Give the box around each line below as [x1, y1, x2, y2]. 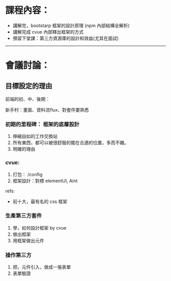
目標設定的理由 [5, 81, 52, 90]
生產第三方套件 [5, 212, 42, 219]
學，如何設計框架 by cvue [12, 224, 67, 231]
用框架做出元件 [12, 237, 44, 243]
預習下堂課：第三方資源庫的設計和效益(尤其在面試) [12, 35, 119, 41]
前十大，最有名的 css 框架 [12, 198, 68, 204]
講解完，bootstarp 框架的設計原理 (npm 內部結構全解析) [12, 22, 130, 29]
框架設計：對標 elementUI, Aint [12, 178, 78, 184]
